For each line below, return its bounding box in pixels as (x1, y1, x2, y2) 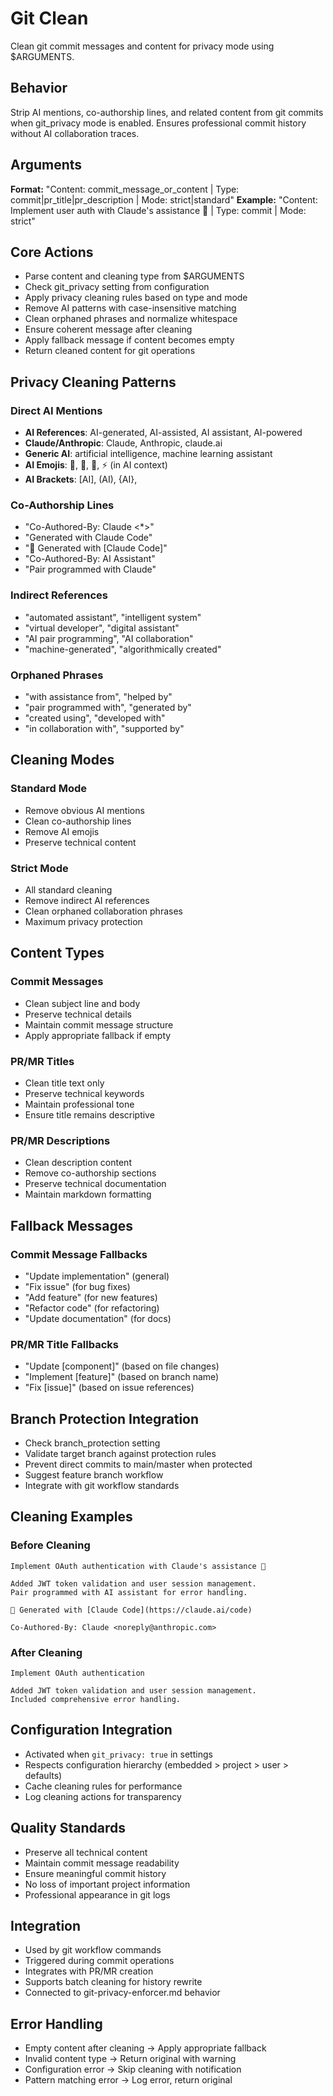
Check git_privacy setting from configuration (24, 281, 210, 293)
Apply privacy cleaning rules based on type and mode (24, 292, 248, 304)
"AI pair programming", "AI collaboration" (24, 632, 194, 644)
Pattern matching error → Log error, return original (24, 2074, 233, 2086)
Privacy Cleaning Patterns (10, 373, 177, 391)
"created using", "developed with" (24, 712, 166, 724)
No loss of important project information (24, 1878, 191, 1890)
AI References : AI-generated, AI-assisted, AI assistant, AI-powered (24, 427, 303, 439)
